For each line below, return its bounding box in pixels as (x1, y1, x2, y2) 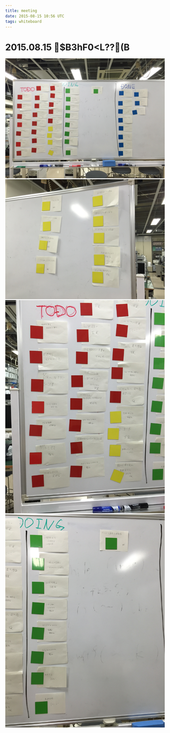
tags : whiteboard (5, 19, 42, 24)
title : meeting (5, 8, 37, 13)
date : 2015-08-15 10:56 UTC (5, 13, 65, 19)
